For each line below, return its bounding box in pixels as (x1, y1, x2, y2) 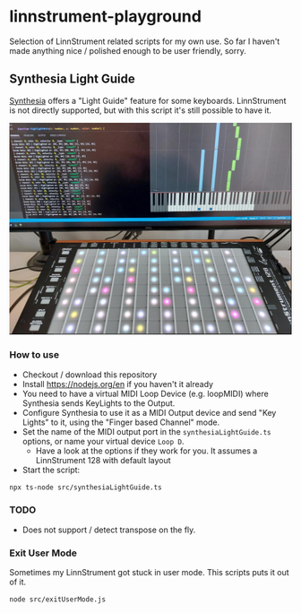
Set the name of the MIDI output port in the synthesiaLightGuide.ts (21, 426, 271, 436)
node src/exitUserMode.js (9, 595, 106, 604)
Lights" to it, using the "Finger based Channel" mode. (21, 417, 220, 427)
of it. (9, 576, 27, 587)
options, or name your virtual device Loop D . (21, 436, 185, 446)
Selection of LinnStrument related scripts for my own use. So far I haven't (9, 36, 280, 47)
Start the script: (21, 464, 81, 475)
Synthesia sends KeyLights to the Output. (21, 397, 176, 409)
